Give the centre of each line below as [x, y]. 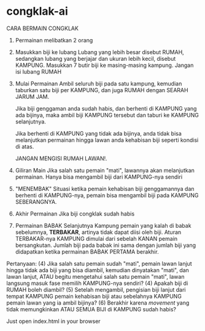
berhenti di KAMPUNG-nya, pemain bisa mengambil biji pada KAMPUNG [107, 195]
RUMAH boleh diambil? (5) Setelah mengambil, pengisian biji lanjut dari [96, 289]
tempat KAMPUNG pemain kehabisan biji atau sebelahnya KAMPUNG [94, 296]
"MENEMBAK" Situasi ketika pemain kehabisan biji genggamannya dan [105, 189]
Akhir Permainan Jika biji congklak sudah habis [75, 214]
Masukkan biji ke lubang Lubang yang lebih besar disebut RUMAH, [99, 52]
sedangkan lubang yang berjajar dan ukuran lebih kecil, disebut [95, 58]
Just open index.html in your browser [53, 321]
